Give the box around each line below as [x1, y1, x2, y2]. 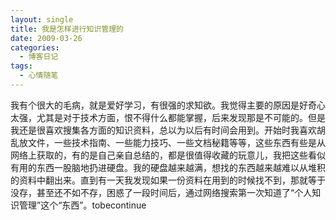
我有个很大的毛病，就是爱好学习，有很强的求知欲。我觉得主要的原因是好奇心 [10, 99, 326, 111]
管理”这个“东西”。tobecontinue [18, 199, 147, 211]
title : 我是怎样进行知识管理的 [10, 24, 124, 34]
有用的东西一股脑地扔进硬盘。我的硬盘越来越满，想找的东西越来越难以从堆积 [10, 161, 326, 173]
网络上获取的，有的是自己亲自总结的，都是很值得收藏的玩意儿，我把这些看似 [10, 149, 326, 161]
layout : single [10, 14, 74, 25]
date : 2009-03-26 [10, 33, 83, 43]
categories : [10, 42, 60, 53]
